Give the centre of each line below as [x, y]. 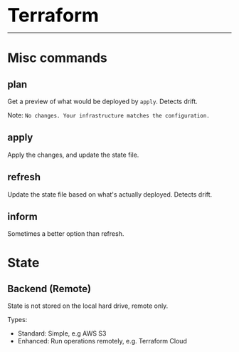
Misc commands [58, 58]
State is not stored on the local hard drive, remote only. [88, 306]
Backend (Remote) [49, 289]
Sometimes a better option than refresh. [66, 234]
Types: [17, 320]
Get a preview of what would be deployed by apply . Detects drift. [102, 101]
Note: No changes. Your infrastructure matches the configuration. [108, 115]
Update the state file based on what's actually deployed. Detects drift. [110, 194]
